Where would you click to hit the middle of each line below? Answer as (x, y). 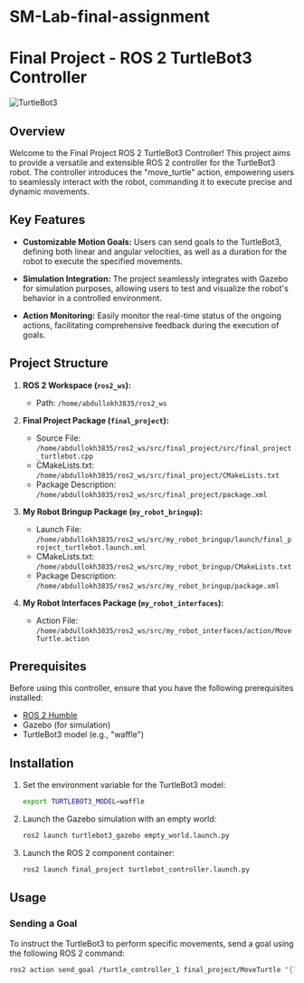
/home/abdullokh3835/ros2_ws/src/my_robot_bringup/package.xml (158, 586)
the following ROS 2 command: (67, 953)
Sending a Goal (43, 924)
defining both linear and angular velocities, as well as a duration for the (155, 251)
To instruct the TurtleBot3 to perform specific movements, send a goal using (152, 943)
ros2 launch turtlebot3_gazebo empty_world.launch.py (126, 836)
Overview (38, 131)
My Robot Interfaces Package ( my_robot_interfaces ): (123, 603)
